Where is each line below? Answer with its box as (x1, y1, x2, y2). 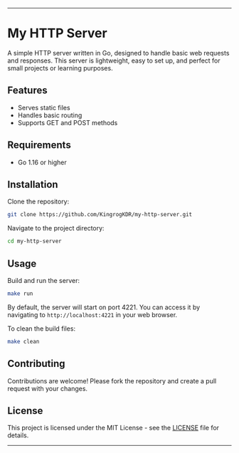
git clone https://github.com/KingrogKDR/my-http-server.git (7, 211, 193, 218)
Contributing (7, 358, 65, 370)
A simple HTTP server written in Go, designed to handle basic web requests (7, 48, 230, 57)
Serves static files (17, 103, 70, 112)
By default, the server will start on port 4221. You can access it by (7, 303, 201, 311)
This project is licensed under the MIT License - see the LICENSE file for (7, 424, 219, 432)
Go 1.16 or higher (17, 158, 67, 166)
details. (7, 431, 29, 439)
